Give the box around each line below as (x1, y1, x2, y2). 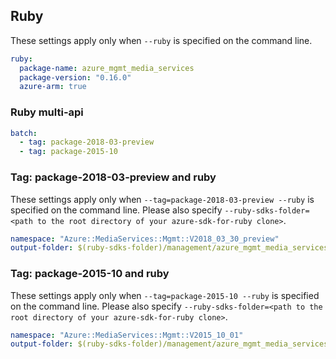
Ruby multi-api (10, 105, 84, 119)
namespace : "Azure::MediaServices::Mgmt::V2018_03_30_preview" (10, 234, 280, 244)
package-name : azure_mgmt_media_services (19, 63, 195, 73)
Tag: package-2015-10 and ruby (10, 267, 170, 281)
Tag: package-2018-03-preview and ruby (10, 170, 217, 184)
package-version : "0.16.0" (19, 72, 132, 83)
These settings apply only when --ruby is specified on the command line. (10, 34, 313, 46)
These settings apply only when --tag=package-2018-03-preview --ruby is (10, 193, 315, 205)
